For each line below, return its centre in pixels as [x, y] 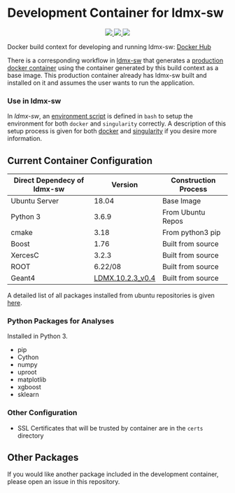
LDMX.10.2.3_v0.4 [125, 278]
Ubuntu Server [35, 201]
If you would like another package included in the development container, [113, 474]
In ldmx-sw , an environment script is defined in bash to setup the [100, 116]
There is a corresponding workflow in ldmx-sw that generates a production [115, 60]
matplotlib [32, 379]
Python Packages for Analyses [60, 320]
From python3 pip [191, 233]
